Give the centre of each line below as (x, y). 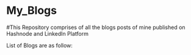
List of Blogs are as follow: (40, 45)
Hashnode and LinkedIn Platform (47, 33)
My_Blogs (31, 11)
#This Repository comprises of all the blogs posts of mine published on (96, 27)
